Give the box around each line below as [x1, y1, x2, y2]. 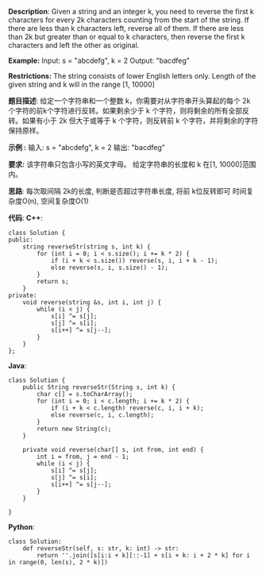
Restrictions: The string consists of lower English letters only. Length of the [8, 71, 256, 80]
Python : [8, 522, 35, 531]
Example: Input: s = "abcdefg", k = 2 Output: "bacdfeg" [8, 56, 191, 65]
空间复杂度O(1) [40, 196, 89, 206]
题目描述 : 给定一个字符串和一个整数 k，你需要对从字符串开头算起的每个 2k [8, 96, 251, 106]
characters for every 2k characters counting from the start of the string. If [8, 15, 249, 25]
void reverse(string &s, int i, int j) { [22, 299, 161, 306]
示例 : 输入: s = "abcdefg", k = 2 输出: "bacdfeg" [8, 143, 165, 152]
